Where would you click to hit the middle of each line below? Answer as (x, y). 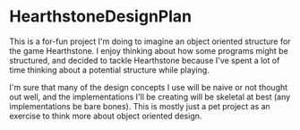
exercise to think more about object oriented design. (106, 116)
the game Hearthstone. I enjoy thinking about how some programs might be (149, 50)
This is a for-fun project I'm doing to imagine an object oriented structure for (150, 41)
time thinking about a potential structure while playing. (110, 70)
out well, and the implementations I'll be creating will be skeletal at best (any (150, 97)
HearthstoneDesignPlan (101, 17)
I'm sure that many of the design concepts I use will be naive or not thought (149, 87)
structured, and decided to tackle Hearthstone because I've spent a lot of (145, 60)
